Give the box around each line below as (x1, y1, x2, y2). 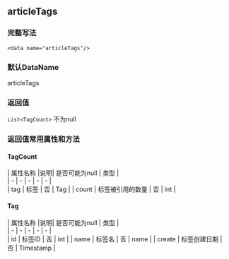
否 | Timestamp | (7, 243, 56, 252)
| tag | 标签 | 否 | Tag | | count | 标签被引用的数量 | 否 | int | (7, 185, 176, 193)
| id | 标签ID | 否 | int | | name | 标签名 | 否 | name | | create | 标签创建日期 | (7, 234, 223, 243)
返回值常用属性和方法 (7, 134, 80, 144)
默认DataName (7, 62, 59, 72)
